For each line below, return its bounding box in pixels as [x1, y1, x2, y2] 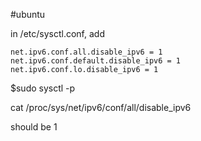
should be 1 [10, 121, 58, 133]
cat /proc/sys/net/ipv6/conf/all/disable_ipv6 [10, 102, 192, 113]
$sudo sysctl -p [10, 82, 76, 94]
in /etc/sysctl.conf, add [10, 28, 105, 39]
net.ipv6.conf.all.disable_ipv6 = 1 [10, 47, 163, 57]
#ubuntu [10, 9, 46, 20]
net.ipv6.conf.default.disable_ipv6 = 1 [10, 56, 182, 66]
